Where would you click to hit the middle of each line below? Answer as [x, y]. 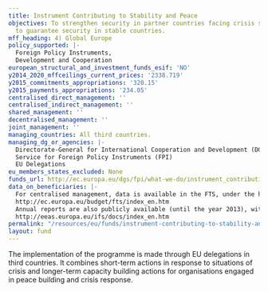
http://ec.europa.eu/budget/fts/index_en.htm [93, 202]
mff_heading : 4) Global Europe [60, 38]
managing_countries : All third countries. [80, 134]
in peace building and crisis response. [71, 280]
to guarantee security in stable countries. [91, 30]
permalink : [26, 224]
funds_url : [26, 180]
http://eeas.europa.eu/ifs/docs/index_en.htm [93, 217]
